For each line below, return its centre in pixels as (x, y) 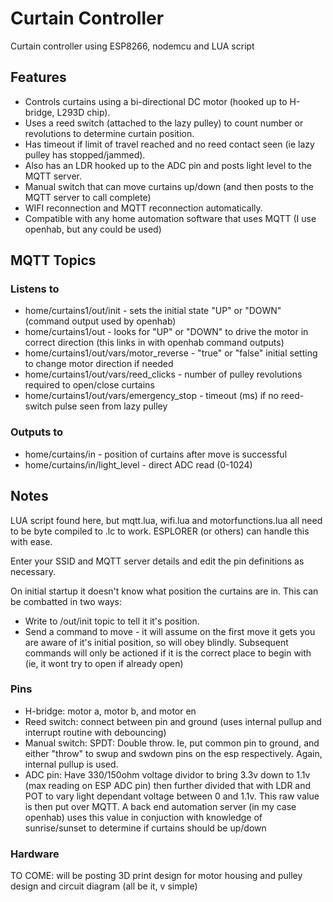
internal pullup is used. (71, 764)
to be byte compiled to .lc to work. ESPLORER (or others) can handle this (160, 531)
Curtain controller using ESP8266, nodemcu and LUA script (132, 46)
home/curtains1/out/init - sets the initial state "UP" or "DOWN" (153, 311)
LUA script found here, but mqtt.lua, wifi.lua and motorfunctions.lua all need (166, 520)
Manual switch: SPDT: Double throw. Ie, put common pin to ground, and (172, 743)
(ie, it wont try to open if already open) (104, 663)
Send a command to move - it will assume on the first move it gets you (170, 631)
